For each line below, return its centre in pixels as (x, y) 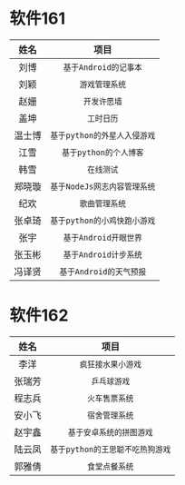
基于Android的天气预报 (103, 272)
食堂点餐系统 (111, 466)
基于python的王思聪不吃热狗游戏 (111, 449)
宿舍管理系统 (111, 415)
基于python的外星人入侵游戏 (103, 135)
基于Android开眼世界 (102, 238)
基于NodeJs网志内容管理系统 (103, 186)
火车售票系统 (111, 398)
